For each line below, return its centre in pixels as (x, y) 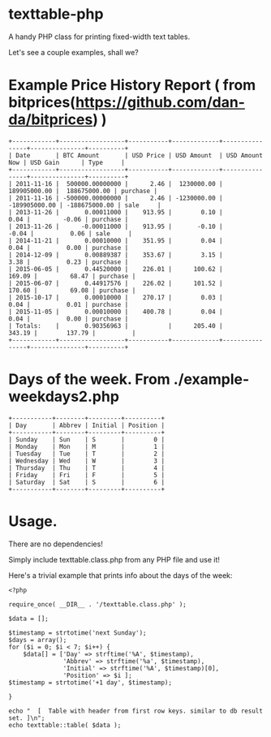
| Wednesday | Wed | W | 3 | (86, 461)
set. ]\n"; (27, 718)
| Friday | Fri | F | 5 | (86, 475)
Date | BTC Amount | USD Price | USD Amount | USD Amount (140, 155)
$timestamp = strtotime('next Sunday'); (78, 633)
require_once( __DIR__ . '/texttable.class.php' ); (97, 604)
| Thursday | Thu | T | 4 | (86, 468)
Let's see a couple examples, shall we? (74, 52)
